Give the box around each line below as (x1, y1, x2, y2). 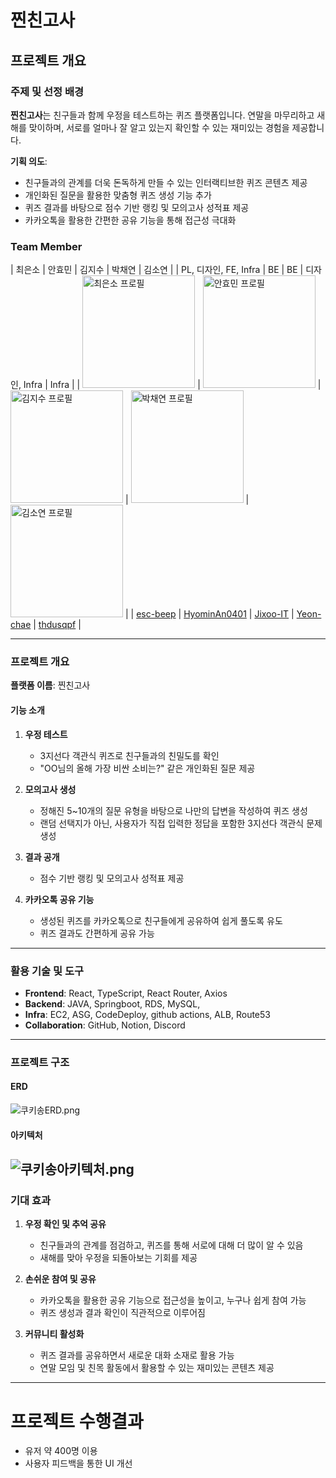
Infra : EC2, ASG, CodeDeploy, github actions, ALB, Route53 (24, 1008, 271, 1020)
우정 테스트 (24, 728, 68, 740)
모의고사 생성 (24, 783, 77, 795)
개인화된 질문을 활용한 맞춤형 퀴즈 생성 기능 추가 (24, 189, 212, 201)
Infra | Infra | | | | (23, 379, 322, 391)
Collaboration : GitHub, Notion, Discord (24, 1019, 186, 1031)
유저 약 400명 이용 (24, 1445, 98, 1457)
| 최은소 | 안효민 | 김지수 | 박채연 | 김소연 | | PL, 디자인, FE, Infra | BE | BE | (10, 264, 304, 276)
